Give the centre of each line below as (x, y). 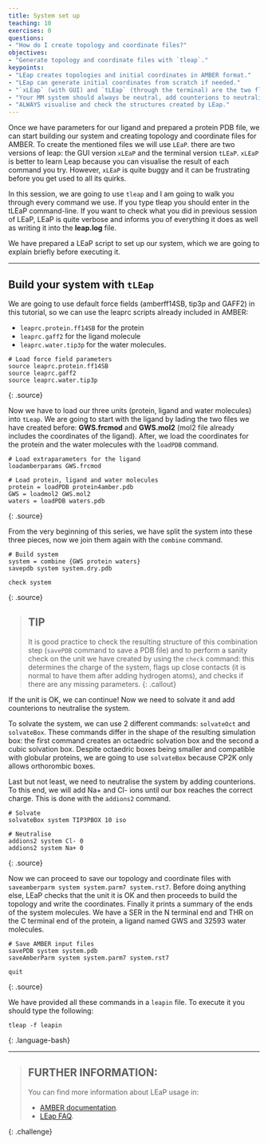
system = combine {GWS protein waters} (75, 561)
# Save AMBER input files (51, 943)
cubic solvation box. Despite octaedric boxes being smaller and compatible (132, 749)
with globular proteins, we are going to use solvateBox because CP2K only (131, 757)
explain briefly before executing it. (65, 252)
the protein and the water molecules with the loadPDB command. (114, 444)
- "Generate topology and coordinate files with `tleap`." (108, 61)
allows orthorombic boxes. (52, 766)
